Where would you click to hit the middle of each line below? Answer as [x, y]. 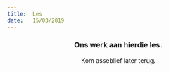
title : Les [25, 14]
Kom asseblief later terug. [118, 60]
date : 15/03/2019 [36, 20]
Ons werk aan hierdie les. [118, 45]
